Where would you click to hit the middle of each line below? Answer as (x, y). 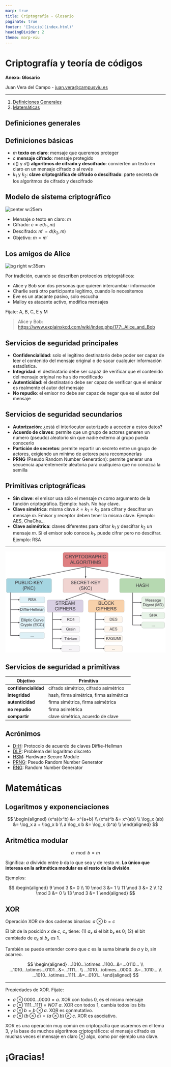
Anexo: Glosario (23, 77)
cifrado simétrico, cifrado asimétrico (86, 688)
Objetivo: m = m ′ (30, 238)
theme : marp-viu (22, 38)
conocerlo (23, 443)
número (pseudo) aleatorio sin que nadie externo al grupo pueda (80, 437)
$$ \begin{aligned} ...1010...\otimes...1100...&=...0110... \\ (85, 964)
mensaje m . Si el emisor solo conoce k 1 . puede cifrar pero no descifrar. (87, 533)
